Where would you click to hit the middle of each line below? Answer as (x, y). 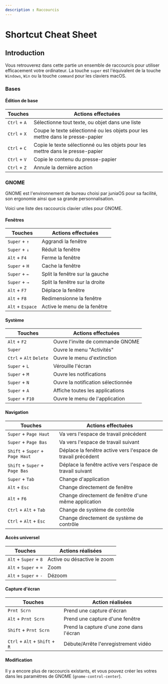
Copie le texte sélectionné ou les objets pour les (90, 145)
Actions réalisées (80, 551)
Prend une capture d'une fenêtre (102, 619)
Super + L (18, 366)
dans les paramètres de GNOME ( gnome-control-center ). (63, 676)
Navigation (17, 412)
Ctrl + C (17, 148)
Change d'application (84, 479)
